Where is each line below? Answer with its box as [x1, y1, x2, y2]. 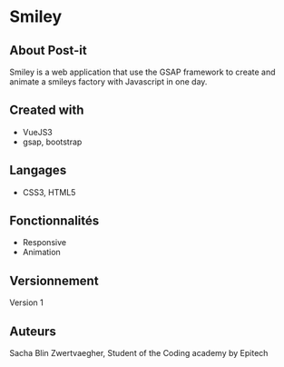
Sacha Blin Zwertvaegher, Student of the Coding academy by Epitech [9, 348, 269, 359]
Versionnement [9, 273, 99, 288]
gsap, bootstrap [22, 136, 83, 147]
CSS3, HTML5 [22, 186, 76, 197]
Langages [9, 163, 67, 178]
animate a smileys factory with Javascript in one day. [9, 76, 208, 87]
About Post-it [9, 43, 88, 58]
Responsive [22, 237, 66, 248]
